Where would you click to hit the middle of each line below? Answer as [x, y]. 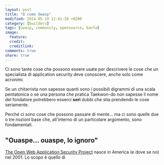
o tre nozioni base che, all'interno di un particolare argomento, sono [73, 120]
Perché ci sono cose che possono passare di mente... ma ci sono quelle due [82, 114]
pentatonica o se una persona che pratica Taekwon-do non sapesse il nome [82, 94]
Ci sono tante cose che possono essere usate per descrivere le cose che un [82, 69]
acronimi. [14, 80]
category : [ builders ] [27, 23]
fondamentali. [19, 125]
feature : [18, 37]
